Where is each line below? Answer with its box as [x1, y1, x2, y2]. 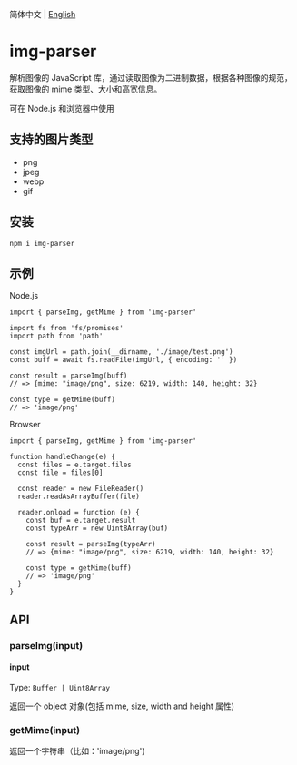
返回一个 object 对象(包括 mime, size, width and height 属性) [9, 701, 234, 711]
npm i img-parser [9, 239, 75, 248]
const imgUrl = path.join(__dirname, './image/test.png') [9, 348, 233, 357]
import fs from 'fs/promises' [9, 324, 124, 333]
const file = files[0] [17, 468, 104, 477]
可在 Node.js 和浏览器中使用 [9, 103, 115, 113]
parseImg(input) [9, 639, 84, 652]
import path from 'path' [9, 331, 104, 341]
